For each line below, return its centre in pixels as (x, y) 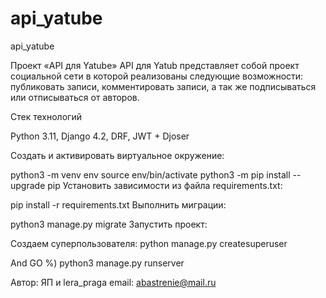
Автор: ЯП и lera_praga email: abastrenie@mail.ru (113, 282)
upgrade (28, 185)
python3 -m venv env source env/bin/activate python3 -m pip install (150, 174)
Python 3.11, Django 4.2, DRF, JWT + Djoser (100, 136)
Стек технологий (46, 116)
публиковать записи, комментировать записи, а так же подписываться (163, 86)
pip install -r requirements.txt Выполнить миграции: (118, 204)
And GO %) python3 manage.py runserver (97, 263)
